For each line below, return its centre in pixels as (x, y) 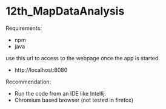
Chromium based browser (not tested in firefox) (74, 100)
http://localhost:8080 (41, 70)
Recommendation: (28, 82)
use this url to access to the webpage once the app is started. (83, 58)
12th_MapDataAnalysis (65, 11)
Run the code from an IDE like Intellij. (60, 93)
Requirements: (24, 28)
